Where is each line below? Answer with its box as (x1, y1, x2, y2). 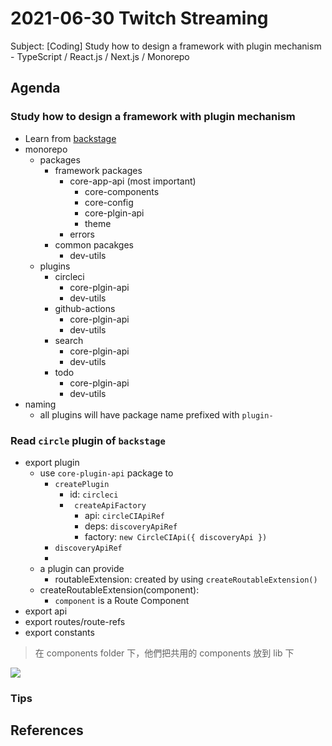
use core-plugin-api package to (39, 467, 174, 479)
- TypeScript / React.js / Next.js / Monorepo (10, 50, 190, 62)
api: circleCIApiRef (84, 509, 166, 521)
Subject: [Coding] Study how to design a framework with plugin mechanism (10, 40, 322, 52)
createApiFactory (74, 500, 147, 511)
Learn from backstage (24, 132, 117, 144)
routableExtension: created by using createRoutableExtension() (54, 573, 318, 585)
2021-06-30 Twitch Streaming (10, 7, 269, 30)
